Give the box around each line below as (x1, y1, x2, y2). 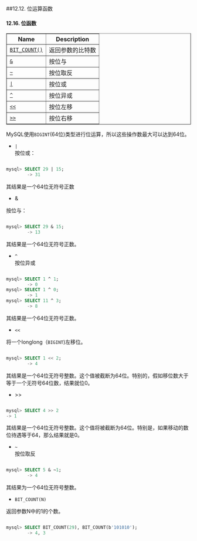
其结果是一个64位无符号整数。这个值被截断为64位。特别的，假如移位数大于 (6, 372, 189, 379)
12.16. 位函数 (6, 19, 37, 26)
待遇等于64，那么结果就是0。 (11, 431, 83, 438)
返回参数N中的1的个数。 (6, 508, 64, 515)
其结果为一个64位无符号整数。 (6, 484, 80, 491)
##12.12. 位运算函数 (6, 5, 53, 12)
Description (55, 35, 90, 43)
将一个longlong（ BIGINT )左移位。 (6, 338, 86, 345)
